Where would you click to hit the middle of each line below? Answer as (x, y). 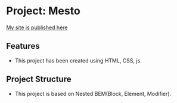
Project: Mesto (43, 11)
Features (23, 46)
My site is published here (37, 27)
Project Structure (39, 79)
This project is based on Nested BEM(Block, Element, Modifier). (93, 93)
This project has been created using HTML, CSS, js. (78, 60)
